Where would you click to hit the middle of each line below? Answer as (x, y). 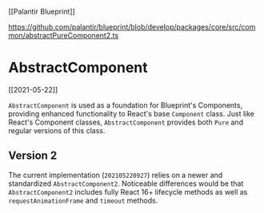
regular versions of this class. (57, 130)
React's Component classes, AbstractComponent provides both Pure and (126, 122)
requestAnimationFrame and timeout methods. (83, 200)
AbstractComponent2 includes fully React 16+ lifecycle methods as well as (128, 191)
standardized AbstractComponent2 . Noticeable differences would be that (126, 183)
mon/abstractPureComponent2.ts (64, 35)
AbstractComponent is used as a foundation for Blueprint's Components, (125, 105)
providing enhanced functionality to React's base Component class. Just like (131, 113)
